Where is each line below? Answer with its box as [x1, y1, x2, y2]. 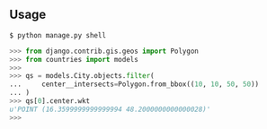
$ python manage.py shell [9, 30, 106, 39]
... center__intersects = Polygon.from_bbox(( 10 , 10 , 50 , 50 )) [9, 80, 259, 89]
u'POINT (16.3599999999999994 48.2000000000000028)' [9, 105, 211, 114]
